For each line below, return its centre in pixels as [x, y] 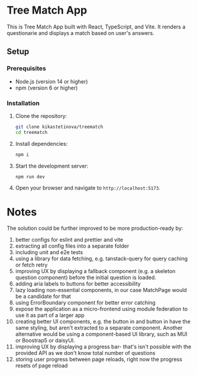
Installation [23, 103]
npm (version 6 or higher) [46, 88]
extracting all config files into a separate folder [72, 246]
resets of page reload [41, 366]
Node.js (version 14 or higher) [51, 81]
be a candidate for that [43, 296]
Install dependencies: [41, 143]
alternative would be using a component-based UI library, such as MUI [101, 334]
